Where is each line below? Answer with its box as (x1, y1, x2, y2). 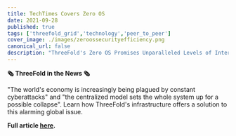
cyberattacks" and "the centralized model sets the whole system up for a (7, 93, 219, 101)
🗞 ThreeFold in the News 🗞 (7, 69, 90, 77)
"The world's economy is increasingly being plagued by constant (7, 85, 195, 93)
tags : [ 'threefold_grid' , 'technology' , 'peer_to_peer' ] (7, 29, 171, 37)
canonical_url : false (7, 43, 71, 50)
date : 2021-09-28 (7, 17, 58, 24)
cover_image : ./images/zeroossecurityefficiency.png (7, 36, 165, 43)
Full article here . (7, 121, 56, 130)
